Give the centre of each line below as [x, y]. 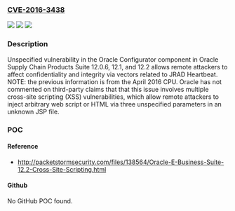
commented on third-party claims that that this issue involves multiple [108, 89]
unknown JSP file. [33, 111]
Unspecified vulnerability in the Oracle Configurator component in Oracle [113, 59]
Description [28, 44]
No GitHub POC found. [40, 200]
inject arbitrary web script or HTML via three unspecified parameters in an [115, 104]
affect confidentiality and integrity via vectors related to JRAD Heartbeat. [113, 74]
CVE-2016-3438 [36, 10]
